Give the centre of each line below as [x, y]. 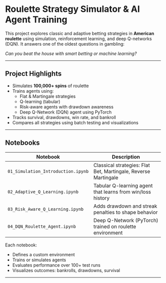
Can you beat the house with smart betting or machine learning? [71, 54]
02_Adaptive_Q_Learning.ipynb [43, 192]
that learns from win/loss [122, 192]
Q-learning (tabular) [40, 101]
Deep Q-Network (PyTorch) [126, 220]
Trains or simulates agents [39, 260]
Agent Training [36, 20]
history [101, 198]
